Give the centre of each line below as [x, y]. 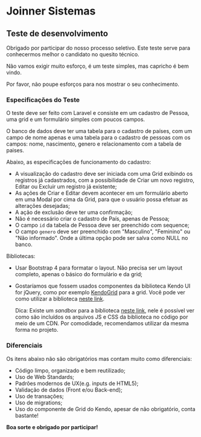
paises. [15, 151]
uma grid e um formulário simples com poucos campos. [76, 120]
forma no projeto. [37, 330]
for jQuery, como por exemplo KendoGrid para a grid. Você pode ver [100, 293]
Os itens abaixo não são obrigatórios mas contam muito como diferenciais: [99, 358]
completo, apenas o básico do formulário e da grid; [79, 274]
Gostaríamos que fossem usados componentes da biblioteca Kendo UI [103, 286]
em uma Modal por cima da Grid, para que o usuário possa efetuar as [101, 199]
